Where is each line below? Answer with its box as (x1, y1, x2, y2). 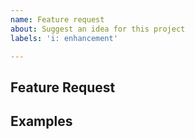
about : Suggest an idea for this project (10, 24, 186, 34)
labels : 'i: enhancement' (10, 33, 118, 43)
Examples (10, 113, 73, 130)
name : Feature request (10, 14, 105, 25)
